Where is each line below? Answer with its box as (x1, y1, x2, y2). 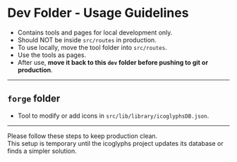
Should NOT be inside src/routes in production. (17, 35, 157, 44)
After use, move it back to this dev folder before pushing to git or (17, 58, 209, 66)
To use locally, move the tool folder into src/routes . (17, 43, 167, 51)
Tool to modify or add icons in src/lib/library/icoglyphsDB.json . (17, 111, 209, 120)
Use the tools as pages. (17, 51, 87, 59)
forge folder (7, 93, 61, 105)
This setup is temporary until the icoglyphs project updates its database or (7, 139, 224, 147)
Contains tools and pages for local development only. (17, 28, 173, 37)
